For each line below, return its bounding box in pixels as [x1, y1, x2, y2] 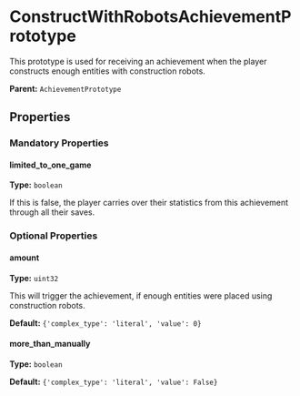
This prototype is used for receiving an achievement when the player [9, 56, 267, 66]
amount [9, 252, 40, 263]
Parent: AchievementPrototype [9, 83, 122, 94]
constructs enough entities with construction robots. [9, 66, 206, 76]
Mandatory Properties [9, 137, 109, 149]
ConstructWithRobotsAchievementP [9, 6, 292, 27]
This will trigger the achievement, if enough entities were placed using [9, 289, 273, 301]
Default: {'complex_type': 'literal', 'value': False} [9, 376, 218, 387]
